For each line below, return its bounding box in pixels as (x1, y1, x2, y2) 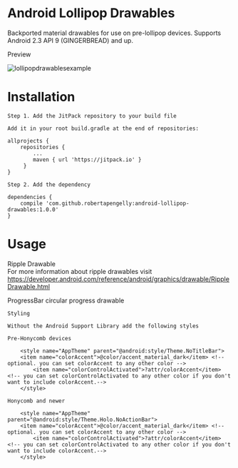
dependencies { (7, 193, 53, 200)
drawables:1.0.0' (7, 205, 59, 213)
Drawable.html (7, 282, 51, 290)
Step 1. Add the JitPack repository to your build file (7, 112, 177, 119)
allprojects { (7, 137, 50, 144)
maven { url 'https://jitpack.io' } (33, 156, 142, 163)
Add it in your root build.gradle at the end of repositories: (7, 125, 200, 132)
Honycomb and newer (7, 397, 66, 405)
